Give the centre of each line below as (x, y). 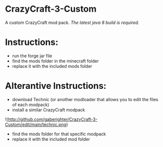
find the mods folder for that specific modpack (59, 134)
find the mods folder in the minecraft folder (55, 61)
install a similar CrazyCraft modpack (49, 110)
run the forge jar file (32, 56)
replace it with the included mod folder (51, 139)
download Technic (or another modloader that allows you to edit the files (85, 99)
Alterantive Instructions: (56, 86)
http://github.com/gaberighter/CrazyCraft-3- (53, 119)
